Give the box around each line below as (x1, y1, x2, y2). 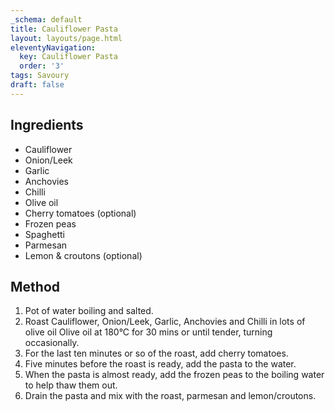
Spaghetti (24, 228, 65, 240)
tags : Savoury (10, 71, 70, 81)
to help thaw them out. (24, 379, 118, 391)
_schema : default (10, 14, 83, 25)
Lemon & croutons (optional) (24, 249, 143, 261)
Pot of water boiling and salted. (24, 305, 154, 317)
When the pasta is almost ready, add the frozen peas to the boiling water (24, 369, 325, 381)
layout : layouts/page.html (10, 33, 123, 43)
